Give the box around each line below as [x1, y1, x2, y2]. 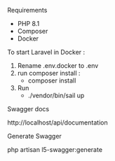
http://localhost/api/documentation [7, 118, 108, 127]
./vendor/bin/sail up [27, 91, 85, 99]
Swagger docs [7, 105, 50, 113]
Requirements [7, 6, 48, 14]
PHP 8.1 [17, 20, 40, 27]
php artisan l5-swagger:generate [7, 146, 103, 153]
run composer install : [17, 69, 81, 77]
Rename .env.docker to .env [17, 62, 99, 69]
